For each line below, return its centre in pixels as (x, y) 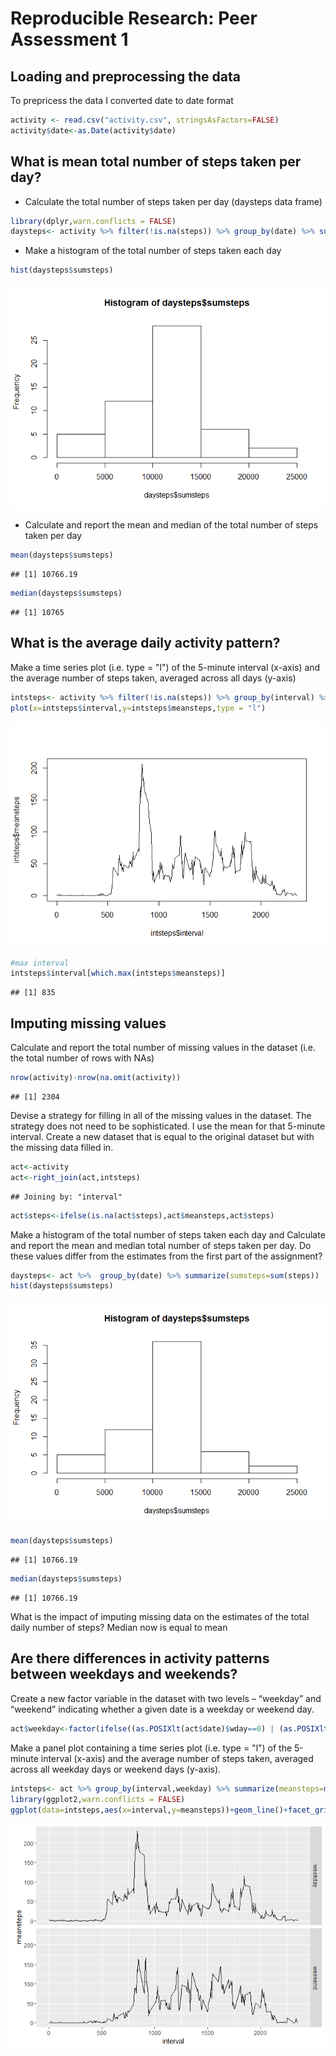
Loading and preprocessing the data (125, 76)
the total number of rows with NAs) (82, 1058)
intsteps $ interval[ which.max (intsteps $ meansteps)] (118, 973)
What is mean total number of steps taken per (156, 162)
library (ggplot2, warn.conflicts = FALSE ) (98, 1799)
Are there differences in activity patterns (140, 1658)
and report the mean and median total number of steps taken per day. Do (161, 1245)
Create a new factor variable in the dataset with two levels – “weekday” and (166, 1698)
